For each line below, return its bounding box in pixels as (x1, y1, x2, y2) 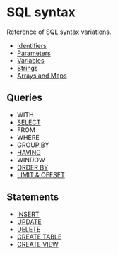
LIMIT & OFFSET (16, 170, 65, 179)
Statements (6, 191, 59, 203)
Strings (16, 64, 38, 72)
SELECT (16, 118, 41, 126)
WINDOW (16, 155, 45, 164)
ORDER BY (16, 163, 49, 172)
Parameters (16, 49, 51, 57)
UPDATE (16, 217, 42, 226)
